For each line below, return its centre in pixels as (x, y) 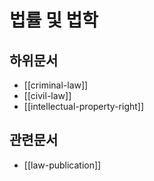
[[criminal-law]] (56, 85)
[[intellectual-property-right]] (84, 106)
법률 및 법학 (54, 20)
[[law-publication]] (62, 165)
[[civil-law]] (47, 95)
